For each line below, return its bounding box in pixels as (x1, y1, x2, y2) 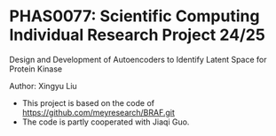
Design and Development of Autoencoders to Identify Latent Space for (9, 54, 268, 64)
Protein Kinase (9, 64, 63, 74)
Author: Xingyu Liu (9, 80, 77, 91)
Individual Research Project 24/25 (9, 25, 266, 45)
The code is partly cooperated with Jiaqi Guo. (21, 117, 190, 127)
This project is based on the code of (21, 97, 155, 108)
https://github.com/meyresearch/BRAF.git (21, 107, 176, 117)
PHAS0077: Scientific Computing (9, 6, 260, 26)
